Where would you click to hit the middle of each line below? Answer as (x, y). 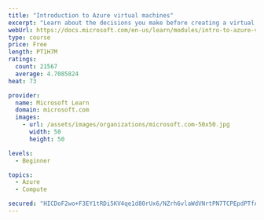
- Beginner (33, 161)
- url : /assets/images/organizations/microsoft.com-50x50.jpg (126, 125)
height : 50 (47, 139)
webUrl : (21, 30)
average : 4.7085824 (47, 74)
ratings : (22, 60)
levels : (21, 153)
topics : (21, 175)
